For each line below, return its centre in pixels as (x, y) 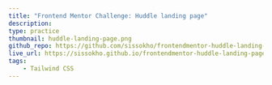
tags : (17, 62)
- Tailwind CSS (49, 69)
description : (30, 23)
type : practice (34, 31)
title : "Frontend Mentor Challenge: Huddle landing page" (108, 16)
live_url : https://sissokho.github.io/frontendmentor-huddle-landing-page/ (139, 53)
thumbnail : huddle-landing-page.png (70, 38)
